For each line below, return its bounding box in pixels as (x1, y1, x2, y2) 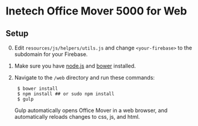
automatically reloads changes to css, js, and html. (14, 113, 140, 120)
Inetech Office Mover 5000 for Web (5, 4, 187, 18)
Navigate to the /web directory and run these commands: (14, 74, 155, 81)
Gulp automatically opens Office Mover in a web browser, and (14, 107, 168, 114)
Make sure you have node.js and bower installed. (14, 62, 136, 69)
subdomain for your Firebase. (14, 51, 88, 58)
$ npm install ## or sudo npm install (17, 91, 115, 97)
